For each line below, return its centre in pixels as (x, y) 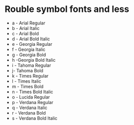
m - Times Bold (28, 86)
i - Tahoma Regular (31, 65)
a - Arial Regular (28, 23)
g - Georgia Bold (29, 55)
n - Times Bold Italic (32, 92)
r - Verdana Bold (29, 113)
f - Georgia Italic (29, 49)
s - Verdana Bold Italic (35, 118)
